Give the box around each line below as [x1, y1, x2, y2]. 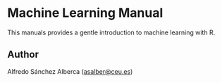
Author [7, 49, 39, 60]
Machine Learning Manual [7, 5, 164, 21]
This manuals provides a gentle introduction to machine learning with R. [7, 28, 216, 37]
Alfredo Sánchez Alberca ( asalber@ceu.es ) [7, 67, 133, 75]
